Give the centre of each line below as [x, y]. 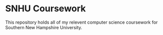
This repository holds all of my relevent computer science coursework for [82, 22]
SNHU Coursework [46, 9]
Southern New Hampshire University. [44, 27]
